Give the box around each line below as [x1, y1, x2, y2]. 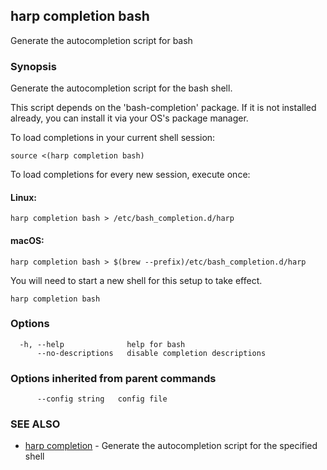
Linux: [10, 191, 37, 203]
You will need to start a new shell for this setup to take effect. [10, 274, 263, 286]
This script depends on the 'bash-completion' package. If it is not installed [10, 102, 317, 114]
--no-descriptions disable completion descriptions [36, 348, 267, 358]
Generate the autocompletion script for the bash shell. [10, 82, 233, 94]
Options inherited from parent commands [10, 371, 217, 385]
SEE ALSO [10, 417, 61, 431]
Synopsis [10, 59, 57, 73]
